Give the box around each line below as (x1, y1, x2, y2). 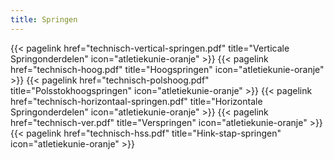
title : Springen (10, 14, 78, 25)
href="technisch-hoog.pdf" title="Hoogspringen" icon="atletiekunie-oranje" (10, 63, 325, 75)
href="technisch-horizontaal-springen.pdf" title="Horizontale (10, 95, 263, 107)
